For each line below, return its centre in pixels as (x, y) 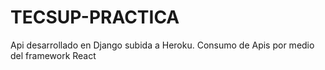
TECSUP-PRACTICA (95, 17)
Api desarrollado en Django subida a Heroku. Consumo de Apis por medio (162, 45)
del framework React (53, 55)
